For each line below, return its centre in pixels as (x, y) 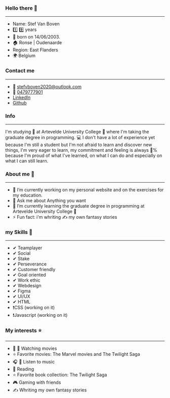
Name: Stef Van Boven (36, 24)
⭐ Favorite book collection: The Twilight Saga (60, 375)
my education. (28, 195)
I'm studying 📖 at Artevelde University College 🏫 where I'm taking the (77, 131)
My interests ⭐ (24, 330)
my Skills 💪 (19, 232)
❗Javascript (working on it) (40, 315)
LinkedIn (22, 97)
